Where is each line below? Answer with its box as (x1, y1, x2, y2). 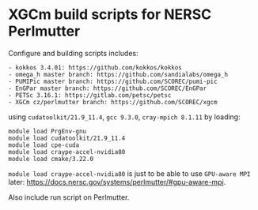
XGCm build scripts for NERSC (8, 6, 212, 24)
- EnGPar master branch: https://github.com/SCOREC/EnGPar (8, 84, 207, 92)
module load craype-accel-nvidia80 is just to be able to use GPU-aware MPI (8, 168, 251, 178)
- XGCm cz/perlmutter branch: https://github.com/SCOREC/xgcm (8, 98, 218, 106)
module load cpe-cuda (8, 141, 80, 149)
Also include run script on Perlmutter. (8, 192, 130, 202)
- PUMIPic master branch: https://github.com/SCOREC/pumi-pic (8, 77, 218, 85)
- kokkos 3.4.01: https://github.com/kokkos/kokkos (8, 63, 182, 72)
